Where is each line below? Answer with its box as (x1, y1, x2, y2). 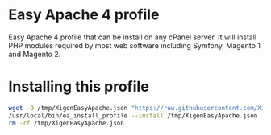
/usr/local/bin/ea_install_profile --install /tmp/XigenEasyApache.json (8, 111, 258, 120)
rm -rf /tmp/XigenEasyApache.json (8, 119, 125, 127)
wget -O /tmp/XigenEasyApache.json (8, 104, 128, 112)
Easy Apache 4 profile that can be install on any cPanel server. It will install (8, 32, 256, 42)
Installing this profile (8, 78, 149, 96)
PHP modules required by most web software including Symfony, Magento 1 (8, 40, 261, 50)
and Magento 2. (8, 49, 61, 59)
